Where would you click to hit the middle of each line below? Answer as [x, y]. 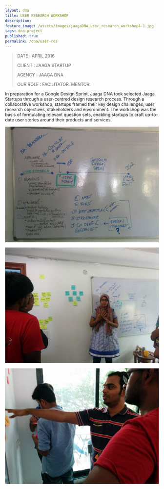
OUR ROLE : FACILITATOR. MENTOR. [54, 84]
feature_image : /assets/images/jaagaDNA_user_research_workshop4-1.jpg [79, 26]
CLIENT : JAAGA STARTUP [44, 65]
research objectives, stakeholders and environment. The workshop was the [81, 109]
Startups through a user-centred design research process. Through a [75, 99]
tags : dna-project [24, 31]
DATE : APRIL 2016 [36, 56]
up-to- [151, 115]
